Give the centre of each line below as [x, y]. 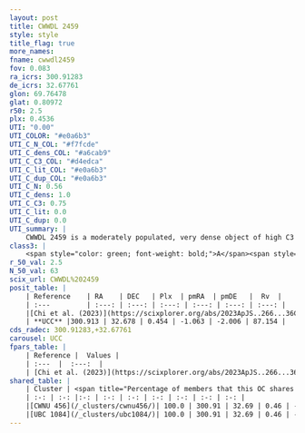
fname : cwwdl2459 [42, 60]
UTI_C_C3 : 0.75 [38, 204]
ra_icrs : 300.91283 [46, 77]
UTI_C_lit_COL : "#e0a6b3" [58, 170]
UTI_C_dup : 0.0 [38, 220]
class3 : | [28, 246]
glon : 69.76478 [38, 93]
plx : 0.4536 [32, 119]
